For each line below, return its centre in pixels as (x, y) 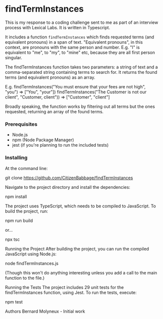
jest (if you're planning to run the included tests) (60, 145)
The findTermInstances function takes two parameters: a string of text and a (81, 67)
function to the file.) (25, 278)
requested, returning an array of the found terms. (54, 111)
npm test (14, 302)
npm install (16, 196)
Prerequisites (21, 124)
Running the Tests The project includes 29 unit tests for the (64, 287)
